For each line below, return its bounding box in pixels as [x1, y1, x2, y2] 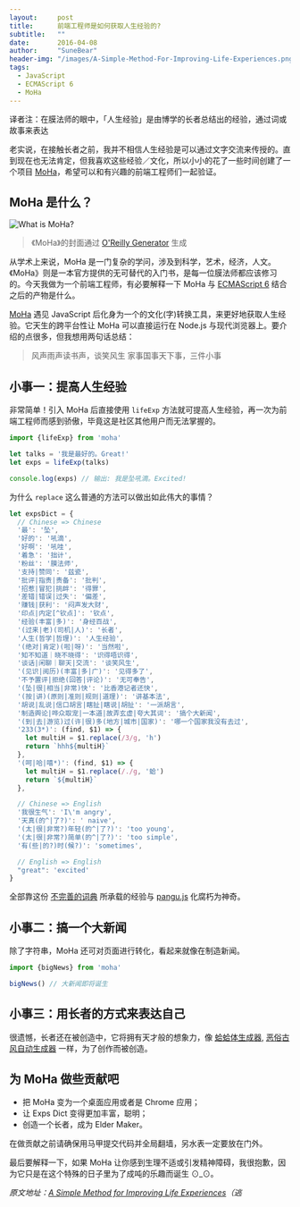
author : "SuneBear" [9, 46, 98, 55]
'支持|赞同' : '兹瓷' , [17, 567, 89, 577]
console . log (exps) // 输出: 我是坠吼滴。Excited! [9, 474, 187, 483]
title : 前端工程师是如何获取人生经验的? [9, 21, 162, 30]
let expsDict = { [9, 509, 74, 519]
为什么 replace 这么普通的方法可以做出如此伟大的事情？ [9, 491, 214, 502]
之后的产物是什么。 [9, 290, 80, 300]
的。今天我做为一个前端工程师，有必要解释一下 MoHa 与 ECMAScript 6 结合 [9, 279, 287, 290]
